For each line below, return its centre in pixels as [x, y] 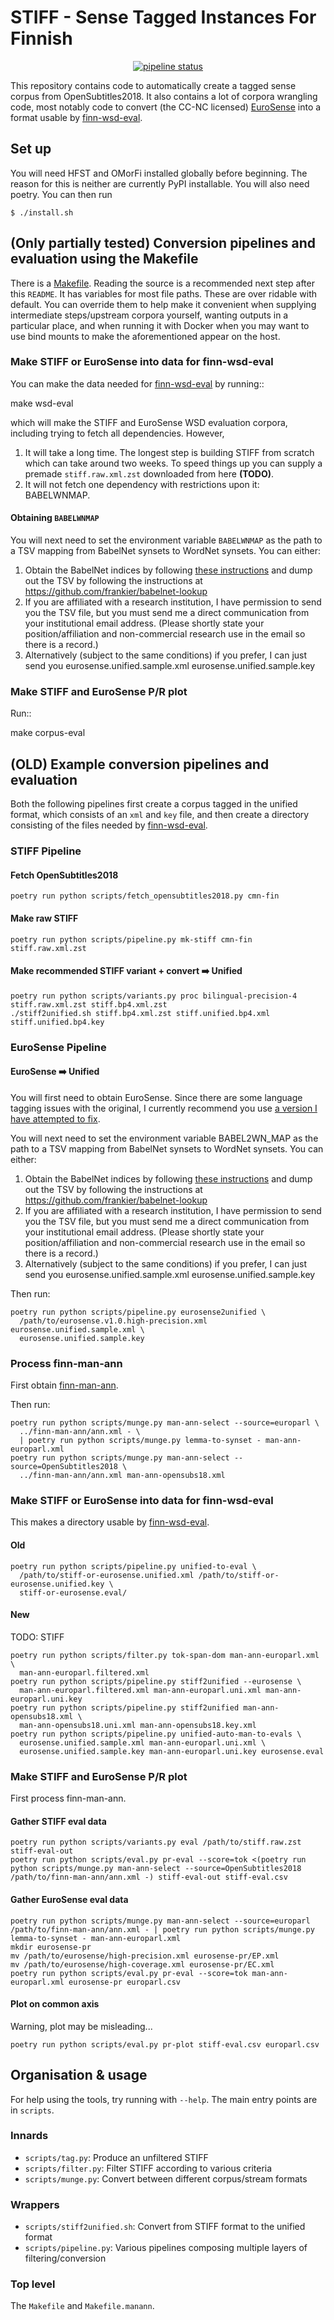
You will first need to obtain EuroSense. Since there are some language [156, 1097]
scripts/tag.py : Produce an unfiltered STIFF [116, 2157]
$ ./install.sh [42, 212]
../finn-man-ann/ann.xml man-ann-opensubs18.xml [122, 1476]
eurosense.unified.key [57, 1584]
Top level [33, 2284]
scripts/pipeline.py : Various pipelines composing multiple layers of [166, 2248]
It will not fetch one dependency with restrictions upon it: [142, 484]
